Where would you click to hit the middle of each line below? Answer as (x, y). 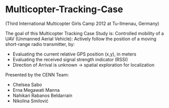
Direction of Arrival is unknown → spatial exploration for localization (83, 65)
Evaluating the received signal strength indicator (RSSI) (70, 59)
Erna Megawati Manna (36, 90)
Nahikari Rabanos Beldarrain (42, 95)
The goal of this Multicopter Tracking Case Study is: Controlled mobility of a (84, 33)
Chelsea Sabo (27, 85)
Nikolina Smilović (30, 101)
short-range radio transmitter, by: (40, 44)
